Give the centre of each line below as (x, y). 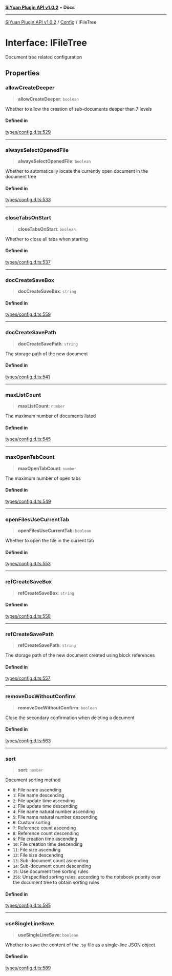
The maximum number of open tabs (43, 478)
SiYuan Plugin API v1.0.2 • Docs (40, 7)
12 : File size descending (38, 855)
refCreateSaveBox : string (46, 593)
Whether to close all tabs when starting (47, 239)
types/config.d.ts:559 (28, 314)
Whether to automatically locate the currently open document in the (77, 171)
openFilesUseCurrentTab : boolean (55, 531)
